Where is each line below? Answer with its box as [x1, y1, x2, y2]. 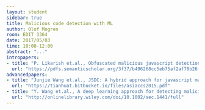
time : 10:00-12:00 [6, 43, 53, 50]
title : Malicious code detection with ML [6, 20, 113, 26]
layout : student [6, 9, 48, 15]
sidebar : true [6, 15, 43, 21]
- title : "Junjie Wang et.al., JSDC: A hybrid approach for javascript [6, 77, 192, 83]
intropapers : [6, 54, 40, 61]
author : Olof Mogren [6, 26, 59, 32]
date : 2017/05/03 [6, 37, 51, 43]
